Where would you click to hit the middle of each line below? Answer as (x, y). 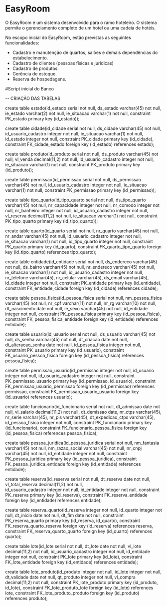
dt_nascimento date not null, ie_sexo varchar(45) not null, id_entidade (77, 308)
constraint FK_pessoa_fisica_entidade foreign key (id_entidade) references (82, 319)
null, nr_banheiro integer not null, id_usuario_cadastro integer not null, (77, 210)
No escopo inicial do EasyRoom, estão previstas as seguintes (68, 37)
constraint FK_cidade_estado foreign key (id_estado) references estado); (80, 144)
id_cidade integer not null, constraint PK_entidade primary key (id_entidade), (83, 283)
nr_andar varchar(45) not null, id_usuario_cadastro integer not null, (74, 236)
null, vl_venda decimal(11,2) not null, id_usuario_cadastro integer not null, (80, 159)
